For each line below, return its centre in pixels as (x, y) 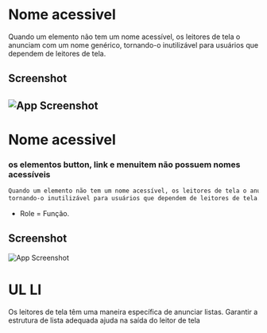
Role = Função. (44, 213)
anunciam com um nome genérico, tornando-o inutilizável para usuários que (133, 45)
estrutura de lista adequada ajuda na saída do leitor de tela (104, 320)
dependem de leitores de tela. (57, 53)
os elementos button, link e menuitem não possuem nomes (124, 165)
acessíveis (29, 174)
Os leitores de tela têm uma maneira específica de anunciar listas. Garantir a (133, 312)
